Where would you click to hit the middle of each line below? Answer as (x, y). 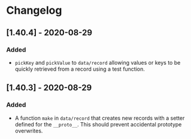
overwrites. (29, 131)
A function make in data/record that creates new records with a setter (100, 118)
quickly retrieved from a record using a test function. (80, 69)
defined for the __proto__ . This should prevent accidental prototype (98, 124)
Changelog (34, 10)
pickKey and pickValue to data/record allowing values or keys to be (98, 62)
